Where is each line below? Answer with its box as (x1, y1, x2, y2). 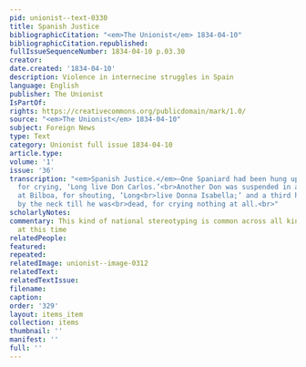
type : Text (9, 132, 51, 141)
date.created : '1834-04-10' (9, 65, 117, 74)
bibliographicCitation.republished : (9, 38, 148, 48)
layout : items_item (9, 310, 84, 319)
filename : (9, 284, 47, 293)
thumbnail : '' (9, 327, 64, 336)
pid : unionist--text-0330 (9, 13, 107, 23)
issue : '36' (9, 166, 55, 175)
